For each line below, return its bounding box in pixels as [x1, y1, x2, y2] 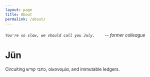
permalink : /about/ [5, 16, 46, 21]
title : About [5, 12, 32, 17]
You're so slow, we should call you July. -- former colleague [5, 32, 146, 38]
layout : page [5, 7, 32, 12]
